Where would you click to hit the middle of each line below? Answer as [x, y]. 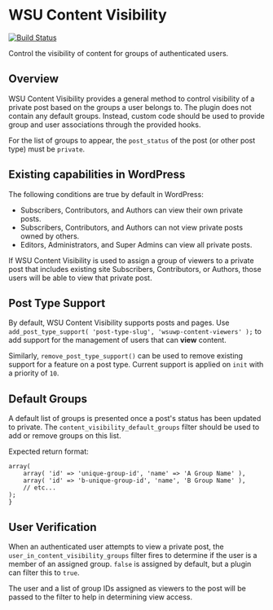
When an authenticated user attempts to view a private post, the [116, 546]
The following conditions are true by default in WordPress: [106, 194]
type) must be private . [47, 149]
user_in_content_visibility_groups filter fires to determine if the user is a [133, 555]
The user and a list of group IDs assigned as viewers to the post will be [127, 588]
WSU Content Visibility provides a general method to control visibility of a [132, 99]
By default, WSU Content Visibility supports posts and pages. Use [119, 323]
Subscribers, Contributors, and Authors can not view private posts [131, 227]
